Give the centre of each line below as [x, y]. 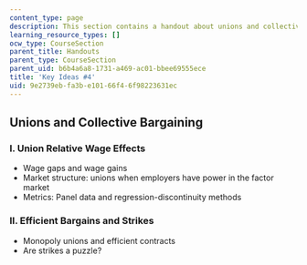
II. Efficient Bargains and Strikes [82, 221]
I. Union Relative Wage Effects [78, 148]
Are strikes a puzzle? [62, 250]
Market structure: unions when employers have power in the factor [148, 178]
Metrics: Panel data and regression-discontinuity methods [132, 198]
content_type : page [47, 18]
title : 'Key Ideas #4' [53, 77]
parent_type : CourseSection [63, 60]
